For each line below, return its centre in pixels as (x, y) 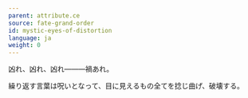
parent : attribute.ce (44, 16)
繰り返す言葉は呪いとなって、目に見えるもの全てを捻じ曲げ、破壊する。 (126, 86)
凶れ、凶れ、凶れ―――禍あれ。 (61, 69)
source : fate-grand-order (51, 23)
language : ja (30, 38)
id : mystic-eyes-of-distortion (60, 30)
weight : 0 (25, 45)
